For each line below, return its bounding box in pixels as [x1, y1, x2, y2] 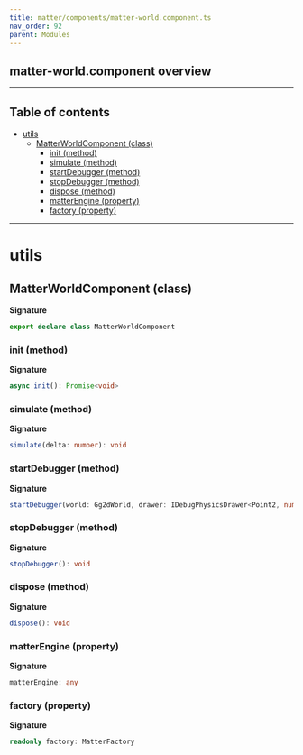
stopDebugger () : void [9, 559, 91, 568]
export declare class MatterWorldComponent [9, 322, 176, 331]
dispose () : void [9, 619, 70, 628]
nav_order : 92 [9, 22, 63, 31]
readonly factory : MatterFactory [9, 737, 135, 747]
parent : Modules [9, 30, 70, 39]
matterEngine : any [9, 678, 78, 687]
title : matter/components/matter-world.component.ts [9, 13, 212, 23]
